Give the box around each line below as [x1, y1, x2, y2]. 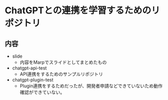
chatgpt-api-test [12, 65, 47, 71]
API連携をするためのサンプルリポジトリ [19, 71, 103, 77]
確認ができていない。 [19, 89, 65, 95]
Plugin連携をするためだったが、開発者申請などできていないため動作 [19, 83, 163, 89]
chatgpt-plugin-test [12, 77, 54, 83]
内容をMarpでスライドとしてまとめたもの [19, 59, 107, 65]
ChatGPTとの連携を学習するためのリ [5, 5, 160, 16]
